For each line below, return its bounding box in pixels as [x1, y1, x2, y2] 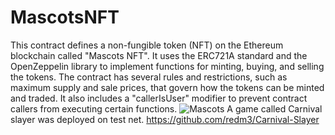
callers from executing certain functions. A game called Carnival [10, 102, 323, 115]
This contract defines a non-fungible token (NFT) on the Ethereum [10, 39, 284, 51]
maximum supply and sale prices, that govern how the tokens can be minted [10, 81, 325, 93]
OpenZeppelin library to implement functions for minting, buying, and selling [10, 60, 325, 72]
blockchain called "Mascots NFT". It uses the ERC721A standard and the [10, 49, 308, 61]
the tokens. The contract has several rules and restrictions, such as [10, 71, 288, 83]
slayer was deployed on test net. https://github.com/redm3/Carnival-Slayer [10, 113, 320, 125]
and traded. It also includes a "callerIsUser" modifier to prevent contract [10, 92, 308, 104]
